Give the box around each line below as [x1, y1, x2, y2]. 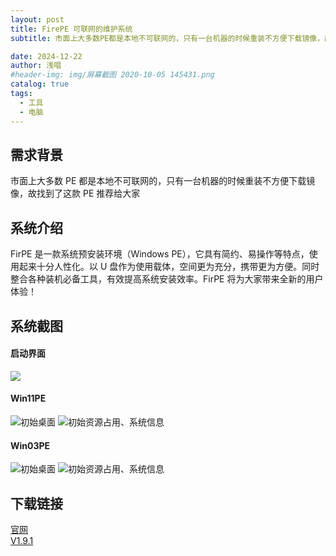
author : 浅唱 [10, 61, 62, 71]
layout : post [10, 14, 65, 25]
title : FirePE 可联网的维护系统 [10, 24, 133, 34]
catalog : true [10, 79, 70, 90]
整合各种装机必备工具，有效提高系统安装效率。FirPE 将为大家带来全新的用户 [10, 273, 324, 285]
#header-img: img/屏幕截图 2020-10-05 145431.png [10, 70, 215, 80]
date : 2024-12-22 [10, 51, 83, 61]
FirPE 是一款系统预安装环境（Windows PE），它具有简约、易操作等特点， [10, 248, 310, 260]
